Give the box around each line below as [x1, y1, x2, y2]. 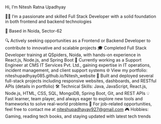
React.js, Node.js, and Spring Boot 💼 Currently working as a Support [5, 57, 142, 62]
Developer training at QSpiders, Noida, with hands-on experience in [5, 52, 141, 58]
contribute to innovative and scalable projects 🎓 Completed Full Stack [5, 45, 147, 50]
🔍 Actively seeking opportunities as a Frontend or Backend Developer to [5, 38, 151, 43]
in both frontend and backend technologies [5, 19, 92, 24]
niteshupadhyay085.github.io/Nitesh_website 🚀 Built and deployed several [5, 73, 154, 78]
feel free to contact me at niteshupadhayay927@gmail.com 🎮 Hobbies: [5, 107, 149, 112]
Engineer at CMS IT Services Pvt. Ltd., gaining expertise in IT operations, [5, 62, 151, 68]
